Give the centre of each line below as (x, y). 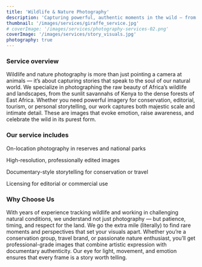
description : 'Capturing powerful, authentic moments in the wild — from (101, 18)
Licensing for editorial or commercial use (57, 183)
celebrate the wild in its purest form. (51, 119)
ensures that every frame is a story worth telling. (67, 257)
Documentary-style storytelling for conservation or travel (77, 172)
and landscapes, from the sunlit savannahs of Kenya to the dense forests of (100, 94)
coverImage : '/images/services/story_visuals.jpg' (71, 35)
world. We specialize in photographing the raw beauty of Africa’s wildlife (96, 87)
